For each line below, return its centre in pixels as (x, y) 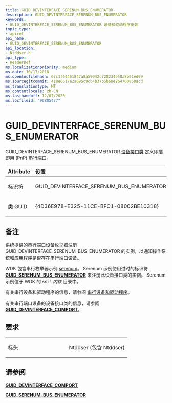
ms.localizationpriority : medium (41, 67)
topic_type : (18, 29)
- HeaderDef (18, 62)
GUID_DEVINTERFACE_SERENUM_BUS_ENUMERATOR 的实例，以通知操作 (84, 251)
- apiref (15, 34)
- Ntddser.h (18, 53)
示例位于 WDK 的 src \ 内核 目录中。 (43, 281)
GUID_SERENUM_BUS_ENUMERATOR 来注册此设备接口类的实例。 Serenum (85, 275)
